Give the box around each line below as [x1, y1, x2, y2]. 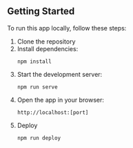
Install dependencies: [17, 44, 79, 53]
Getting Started [7, 6, 75, 17]
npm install [17, 58, 52, 65]
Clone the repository [17, 37, 76, 46]
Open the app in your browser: [17, 95, 105, 104]
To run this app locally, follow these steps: [7, 24, 127, 32]
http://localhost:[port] [17, 109, 89, 116]
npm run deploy [17, 134, 61, 141]
